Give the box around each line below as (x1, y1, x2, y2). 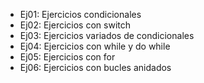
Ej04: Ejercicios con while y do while (19, 40, 171, 52)
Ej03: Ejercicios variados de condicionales (19, 30, 195, 41)
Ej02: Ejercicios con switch (19, 19, 132, 31)
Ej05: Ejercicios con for (19, 51, 116, 63)
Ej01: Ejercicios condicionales (19, 9, 142, 20)
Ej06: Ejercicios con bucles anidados (19, 62, 172, 73)
